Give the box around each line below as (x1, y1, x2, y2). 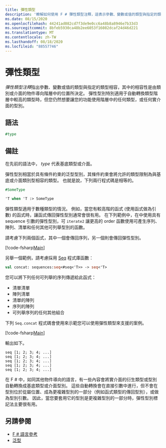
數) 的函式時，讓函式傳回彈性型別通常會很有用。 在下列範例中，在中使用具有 (5, 212, 161, 218)
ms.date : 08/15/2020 (5, 16, 48, 21)
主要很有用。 (13, 401, 40, 407)
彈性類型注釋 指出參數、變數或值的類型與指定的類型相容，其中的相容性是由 (5, 84, 157, 90)
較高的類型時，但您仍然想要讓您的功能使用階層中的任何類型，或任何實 (13, 96, 157, 102)
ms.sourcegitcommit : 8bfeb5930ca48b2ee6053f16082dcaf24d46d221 (5, 26, 138, 31)
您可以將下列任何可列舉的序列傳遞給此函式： (5, 274, 96, 280)
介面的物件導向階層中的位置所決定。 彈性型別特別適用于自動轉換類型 (13, 90, 154, 96)
